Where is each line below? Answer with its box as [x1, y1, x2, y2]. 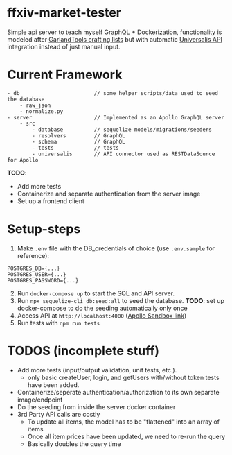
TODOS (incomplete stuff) [7, 343, 160, 359]
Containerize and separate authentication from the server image [17, 189, 201, 198]
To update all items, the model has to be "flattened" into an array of [27, 418, 220, 426]
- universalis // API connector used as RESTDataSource [32, 151, 215, 157]
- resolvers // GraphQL [32, 132, 126, 139]
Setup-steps [7, 221, 81, 237]
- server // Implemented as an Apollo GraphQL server [7, 114, 225, 121]
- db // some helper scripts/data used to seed [7, 89, 218, 96]
